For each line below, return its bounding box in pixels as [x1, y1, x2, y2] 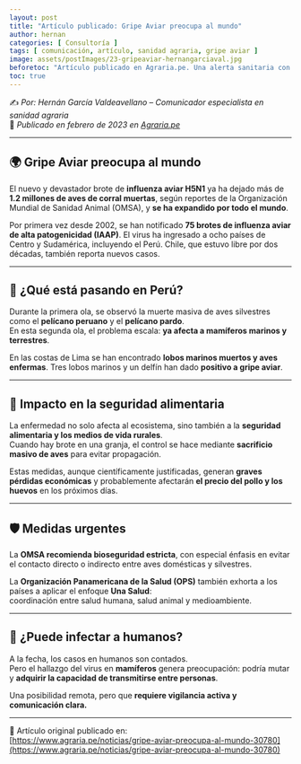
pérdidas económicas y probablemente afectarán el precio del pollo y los [9, 476, 284, 487]
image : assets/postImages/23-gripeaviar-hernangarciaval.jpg [9, 55, 243, 64]
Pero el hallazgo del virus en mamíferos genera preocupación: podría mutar [9, 663, 290, 673]
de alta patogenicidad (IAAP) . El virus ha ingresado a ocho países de [9, 229, 266, 240]
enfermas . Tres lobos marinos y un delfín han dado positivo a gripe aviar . [9, 362, 284, 373]
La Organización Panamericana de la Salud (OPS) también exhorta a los [9, 576, 278, 586]
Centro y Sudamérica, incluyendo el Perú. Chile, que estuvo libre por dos [9, 239, 279, 250]
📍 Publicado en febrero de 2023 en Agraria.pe [9, 119, 181, 130]
